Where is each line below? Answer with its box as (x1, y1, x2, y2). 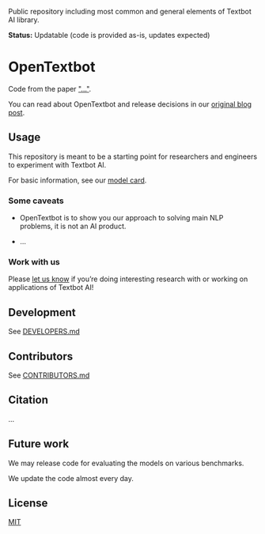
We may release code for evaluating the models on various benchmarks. (8, 458, 244, 468)
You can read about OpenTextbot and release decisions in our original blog (8, 99, 252, 109)
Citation (8, 393, 49, 407)
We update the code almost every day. (8, 473, 134, 483)
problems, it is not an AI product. (19, 221, 127, 231)
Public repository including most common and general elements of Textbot (8, 7, 252, 16)
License (8, 496, 48, 510)
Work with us (8, 256, 61, 267)
